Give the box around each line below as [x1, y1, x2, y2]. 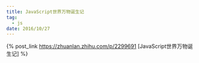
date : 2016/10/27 [6, 25, 50, 32]
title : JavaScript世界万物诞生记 [6, 8, 84, 15]
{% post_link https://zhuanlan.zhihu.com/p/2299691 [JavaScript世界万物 [6, 43, 188, 50]
